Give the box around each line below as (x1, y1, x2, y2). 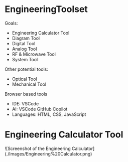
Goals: (5, 20, 18, 26)
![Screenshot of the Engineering (5, 145, 71, 151)
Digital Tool (12, 40, 36, 46)
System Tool (12, 56, 38, 62)
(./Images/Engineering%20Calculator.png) (5, 150, 92, 156)
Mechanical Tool (12, 81, 46, 87)
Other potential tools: (5, 66, 48, 72)
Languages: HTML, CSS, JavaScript (12, 111, 86, 117)
